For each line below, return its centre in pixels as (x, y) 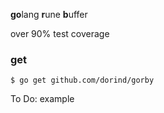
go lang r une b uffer (49, 14)
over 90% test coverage (60, 33)
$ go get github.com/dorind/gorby (82, 80)
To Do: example (42, 99)
